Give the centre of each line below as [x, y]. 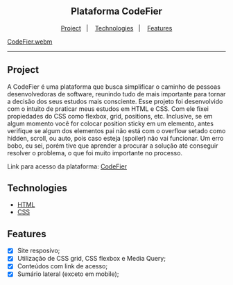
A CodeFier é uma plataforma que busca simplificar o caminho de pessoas [114, 87]
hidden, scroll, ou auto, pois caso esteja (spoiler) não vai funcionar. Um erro [115, 138]
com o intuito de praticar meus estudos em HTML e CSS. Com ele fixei [108, 109]
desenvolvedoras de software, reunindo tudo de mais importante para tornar [116, 94]
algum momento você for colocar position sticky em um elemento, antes [110, 123]
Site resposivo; [38, 251]
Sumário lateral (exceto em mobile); [68, 274]
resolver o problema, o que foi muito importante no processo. [95, 153]
